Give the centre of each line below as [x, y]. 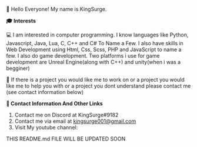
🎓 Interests [21, 21]
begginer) [18, 68]
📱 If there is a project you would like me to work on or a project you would [95, 80]
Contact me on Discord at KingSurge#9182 [66, 115]
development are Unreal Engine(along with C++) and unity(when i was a [94, 62]
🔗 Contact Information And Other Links [54, 103]
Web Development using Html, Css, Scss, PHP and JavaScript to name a [94, 49]
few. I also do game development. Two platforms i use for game [83, 56]
